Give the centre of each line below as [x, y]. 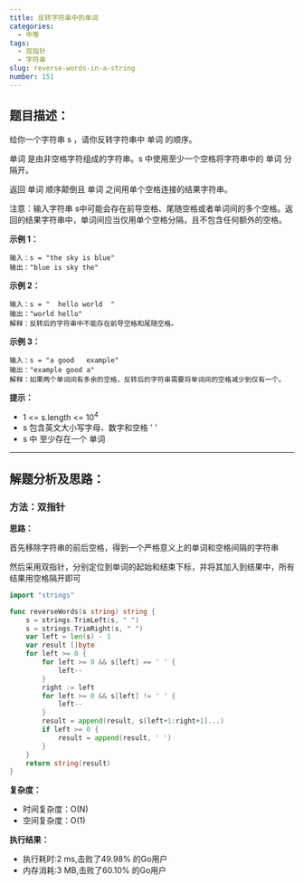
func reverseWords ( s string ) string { [82, 611]
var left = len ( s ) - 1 [68, 637]
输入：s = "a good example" [64, 360]
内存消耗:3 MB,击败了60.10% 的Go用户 [95, 870]
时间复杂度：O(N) [55, 809]
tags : [19, 43]
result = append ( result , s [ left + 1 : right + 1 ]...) [133, 721]
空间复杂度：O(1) [54, 821]
